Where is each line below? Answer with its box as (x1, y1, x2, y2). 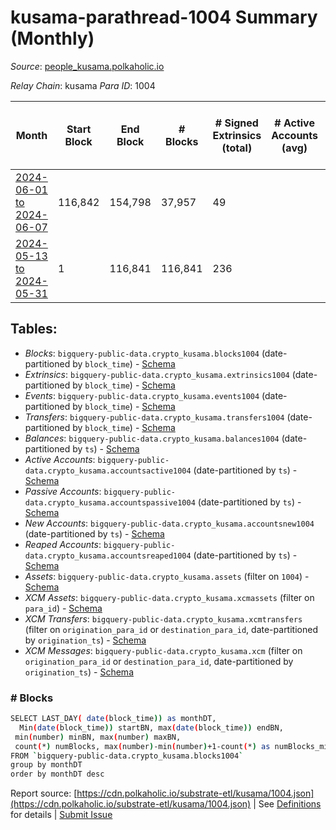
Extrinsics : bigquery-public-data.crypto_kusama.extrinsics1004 (24, 368, 290, 380)
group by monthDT (10, 760, 83, 770)
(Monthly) (10, 27, 95, 50)
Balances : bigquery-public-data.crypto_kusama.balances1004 (24, 432, 280, 444)
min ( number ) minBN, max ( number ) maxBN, (14, 732, 182, 742)
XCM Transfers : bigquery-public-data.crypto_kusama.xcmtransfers (24, 612, 303, 625)
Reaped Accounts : (24, 538, 102, 550)
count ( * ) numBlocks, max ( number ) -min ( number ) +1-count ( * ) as (14, 741, 271, 751)
